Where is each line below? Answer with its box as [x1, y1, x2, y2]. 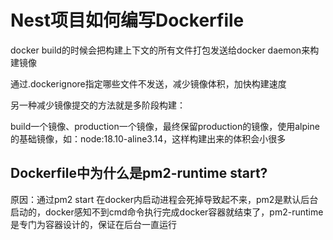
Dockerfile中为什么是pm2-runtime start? [10, 165, 268, 182]
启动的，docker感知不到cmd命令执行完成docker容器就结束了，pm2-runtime [10, 206, 324, 218]
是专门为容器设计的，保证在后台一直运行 [10, 218, 177, 230]
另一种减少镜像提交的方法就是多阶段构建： [10, 99, 186, 111]
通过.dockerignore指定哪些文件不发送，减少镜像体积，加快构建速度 [10, 77, 287, 90]
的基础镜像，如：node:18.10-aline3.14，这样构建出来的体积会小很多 [10, 132, 287, 145]
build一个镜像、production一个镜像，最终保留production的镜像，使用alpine [10, 120, 320, 132]
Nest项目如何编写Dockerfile [10, 9, 245, 32]
